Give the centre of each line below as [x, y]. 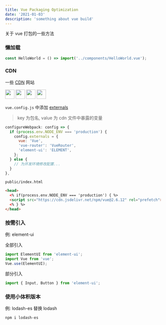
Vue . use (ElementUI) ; [26, 263]
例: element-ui [20, 234]
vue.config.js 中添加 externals [37, 107]
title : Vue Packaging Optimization [42, 10]
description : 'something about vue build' [49, 19]
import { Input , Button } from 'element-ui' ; [53, 283]
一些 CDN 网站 [20, 82]
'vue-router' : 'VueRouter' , [47, 146]
